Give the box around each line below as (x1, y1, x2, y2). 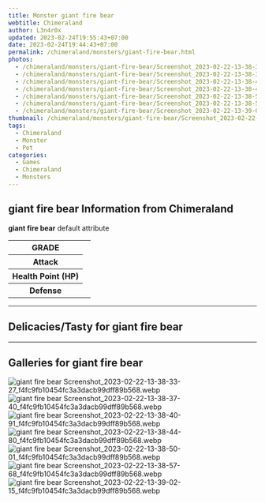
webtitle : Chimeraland (8, 19, 83, 27)
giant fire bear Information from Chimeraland (8, 202, 234, 216)
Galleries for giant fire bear (8, 356, 144, 370)
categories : (8, 151, 47, 159)
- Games (15, 159, 41, 167)
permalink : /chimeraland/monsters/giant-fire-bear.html (8, 48, 196, 56)
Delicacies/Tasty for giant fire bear (8, 321, 184, 334)
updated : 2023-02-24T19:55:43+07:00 (8, 33, 129, 42)
